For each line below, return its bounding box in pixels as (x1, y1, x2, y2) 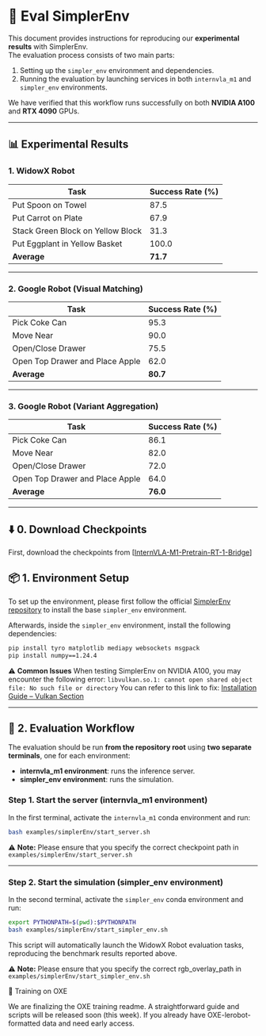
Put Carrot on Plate (12, 212, 83, 223)
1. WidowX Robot (8, 166, 75, 177)
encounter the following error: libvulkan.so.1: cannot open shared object (8, 674, 253, 684)
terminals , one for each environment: (8, 751, 131, 761)
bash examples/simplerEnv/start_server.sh (8, 828, 150, 836)
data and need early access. (42, 1019, 135, 1028)
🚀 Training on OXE (8, 986, 68, 996)
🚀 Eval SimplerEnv (8, 7, 130, 25)
